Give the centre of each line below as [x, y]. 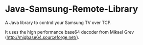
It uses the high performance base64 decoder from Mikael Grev [70, 32]
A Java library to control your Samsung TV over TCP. [58, 22]
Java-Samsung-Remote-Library [71, 9]
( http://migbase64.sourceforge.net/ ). [42, 37]
